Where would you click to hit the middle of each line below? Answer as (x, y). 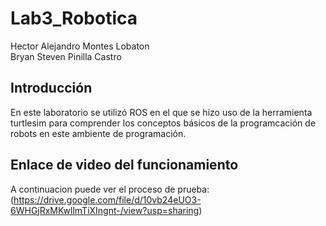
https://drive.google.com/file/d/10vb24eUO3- (107, 199)
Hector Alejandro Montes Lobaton (80, 46)
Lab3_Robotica (74, 18)
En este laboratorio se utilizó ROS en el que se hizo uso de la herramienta (161, 112)
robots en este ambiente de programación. (98, 133)
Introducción (51, 88)
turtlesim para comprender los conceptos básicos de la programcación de (163, 123)
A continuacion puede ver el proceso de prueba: (110, 189)
